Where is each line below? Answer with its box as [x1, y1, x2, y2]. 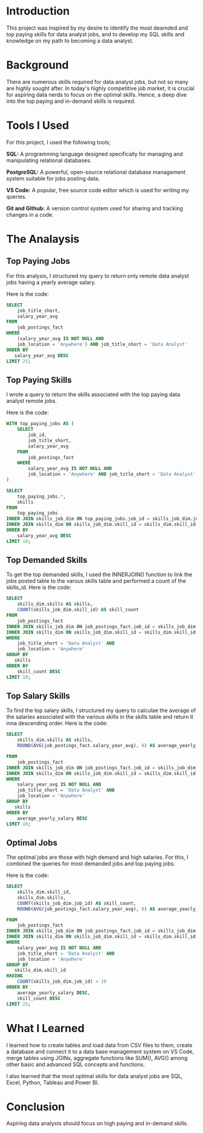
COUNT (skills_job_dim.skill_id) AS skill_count [17, 607, 139, 613]
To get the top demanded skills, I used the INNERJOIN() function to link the [6, 571, 193, 578]
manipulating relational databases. [6, 156, 92, 164]
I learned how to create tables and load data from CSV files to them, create [6, 1041, 193, 1048]
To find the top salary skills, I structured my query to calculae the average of [6, 707, 196, 714]
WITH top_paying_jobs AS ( [6, 421, 74, 427]
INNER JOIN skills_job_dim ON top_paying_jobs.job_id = [6, 516, 150, 522]
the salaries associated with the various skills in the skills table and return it [6, 713, 193, 721]
